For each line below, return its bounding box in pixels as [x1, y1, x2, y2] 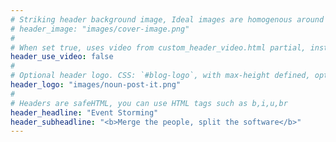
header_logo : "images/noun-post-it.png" [10, 80, 182, 90]
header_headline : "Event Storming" [10, 107, 159, 118]
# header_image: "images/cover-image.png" [10, 24, 190, 34]
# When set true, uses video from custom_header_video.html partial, [10, 42, 307, 53]
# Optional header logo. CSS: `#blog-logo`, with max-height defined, [10, 71, 311, 81]
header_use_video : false [10, 52, 114, 62]
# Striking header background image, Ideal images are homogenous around [10, 14, 325, 25]
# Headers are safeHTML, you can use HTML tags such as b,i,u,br [10, 98, 288, 108]
